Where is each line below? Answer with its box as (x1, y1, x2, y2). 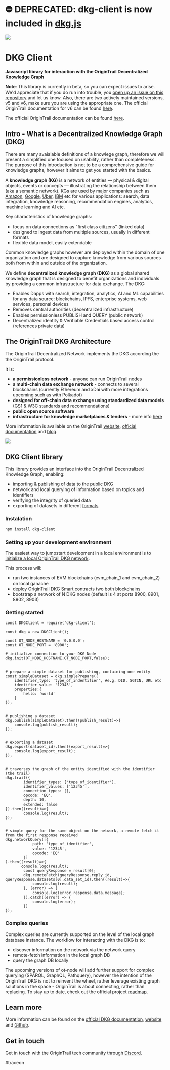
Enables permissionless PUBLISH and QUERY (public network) (12, 311, 143, 318)
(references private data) (12, 323, 65, 329)
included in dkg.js (5, 18, 82, 29)
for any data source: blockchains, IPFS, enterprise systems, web (12, 296, 147, 302)
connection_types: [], (23, 789, 71, 794)
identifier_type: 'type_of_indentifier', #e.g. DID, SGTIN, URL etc (14, 678, 162, 683)
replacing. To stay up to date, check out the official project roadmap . (5, 989, 148, 995)
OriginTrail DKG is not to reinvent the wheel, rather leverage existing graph (5, 977, 160, 984)
